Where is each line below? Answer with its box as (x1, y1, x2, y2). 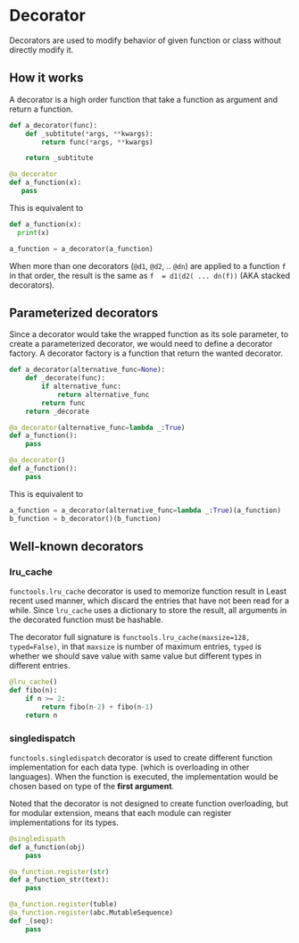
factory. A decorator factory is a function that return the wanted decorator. (9, 348, 284, 358)
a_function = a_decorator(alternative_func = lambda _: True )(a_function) (9, 506, 281, 515)
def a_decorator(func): (9, 121, 98, 130)
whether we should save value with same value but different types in (9, 651, 262, 661)
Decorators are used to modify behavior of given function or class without (9, 35, 281, 46)
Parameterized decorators (9, 305, 159, 320)
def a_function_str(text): (9, 875, 110, 885)
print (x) (17, 228, 50, 237)
